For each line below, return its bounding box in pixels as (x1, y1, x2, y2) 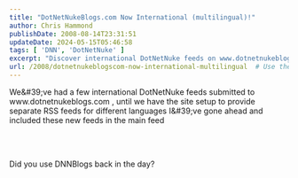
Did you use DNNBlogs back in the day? (9, 159, 155, 169)
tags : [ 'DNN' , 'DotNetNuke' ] (9, 46, 125, 55)
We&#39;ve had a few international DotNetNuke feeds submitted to (9, 86, 255, 97)
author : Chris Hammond (9, 21, 93, 30)
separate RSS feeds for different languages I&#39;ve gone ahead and (9, 105, 263, 116)
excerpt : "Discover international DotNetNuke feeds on (9, 54, 216, 63)
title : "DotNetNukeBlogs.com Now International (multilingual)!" (9, 12, 255, 22)
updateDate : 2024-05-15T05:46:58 (9, 37, 133, 47)
